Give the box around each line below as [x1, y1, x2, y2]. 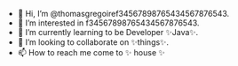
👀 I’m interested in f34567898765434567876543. [17, 18, 200, 28]
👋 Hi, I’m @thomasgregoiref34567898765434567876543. [17, 9, 230, 18]
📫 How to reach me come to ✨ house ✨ [17, 48, 166, 57]
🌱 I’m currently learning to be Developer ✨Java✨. [17, 27, 199, 37]
